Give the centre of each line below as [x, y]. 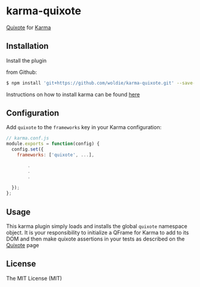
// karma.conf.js [28, 138]
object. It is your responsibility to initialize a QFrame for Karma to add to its [98, 233]
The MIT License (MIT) [34, 278]
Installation [27, 46]
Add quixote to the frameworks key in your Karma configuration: [84, 127]
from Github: [22, 72]
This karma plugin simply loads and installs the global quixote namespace [97, 226]
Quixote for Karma [29, 27]
